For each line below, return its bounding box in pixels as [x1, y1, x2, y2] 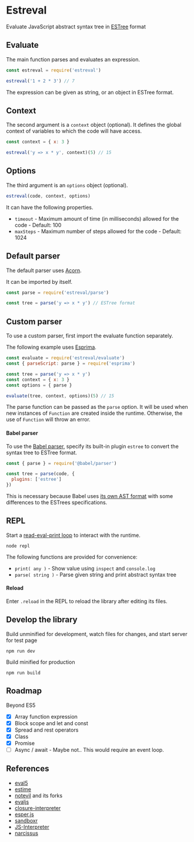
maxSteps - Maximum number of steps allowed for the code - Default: [14, 228, 182, 235]
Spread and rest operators [14, 726, 79, 733]
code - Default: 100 [14, 221, 62, 228]
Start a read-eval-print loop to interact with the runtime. [6, 532, 141, 539]
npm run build [6, 670, 41, 676]
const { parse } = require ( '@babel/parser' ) [6, 460, 117, 466]
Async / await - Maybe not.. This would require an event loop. [14, 746, 165, 753]
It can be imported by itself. [6, 278, 72, 285]
